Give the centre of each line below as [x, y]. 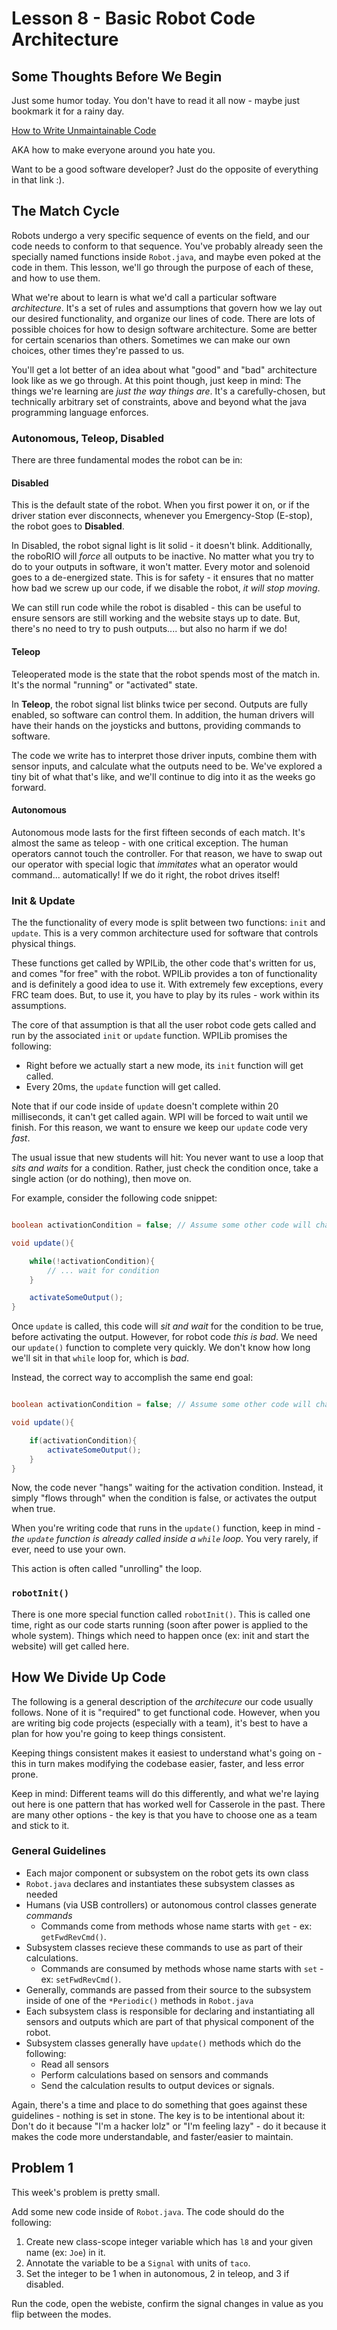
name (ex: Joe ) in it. [65, 2252]
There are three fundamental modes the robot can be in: [127, 460]
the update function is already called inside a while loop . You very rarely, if [165, 1539]
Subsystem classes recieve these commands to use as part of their [164, 1947]
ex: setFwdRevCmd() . [81, 1979]
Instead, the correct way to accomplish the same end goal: [132, 1378]
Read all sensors [74, 2064]
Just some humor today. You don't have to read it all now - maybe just [155, 100]
